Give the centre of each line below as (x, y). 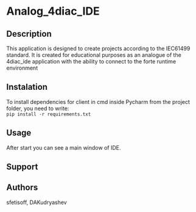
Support (22, 167)
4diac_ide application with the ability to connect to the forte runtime (91, 61)
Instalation (27, 87)
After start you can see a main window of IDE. (64, 147)
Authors (22, 188)
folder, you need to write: (38, 108)
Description (29, 34)
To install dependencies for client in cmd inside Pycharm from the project (98, 101)
